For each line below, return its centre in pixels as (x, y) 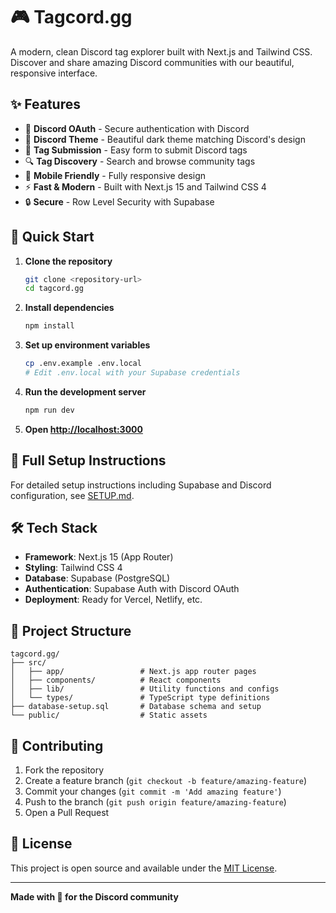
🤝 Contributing (57, 745)
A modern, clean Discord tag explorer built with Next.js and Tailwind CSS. (161, 51)
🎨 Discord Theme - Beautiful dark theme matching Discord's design (165, 139)
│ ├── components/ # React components (116, 680)
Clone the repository (68, 261)
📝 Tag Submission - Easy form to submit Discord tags (136, 150)
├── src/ (28, 663)
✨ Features (45, 104)
